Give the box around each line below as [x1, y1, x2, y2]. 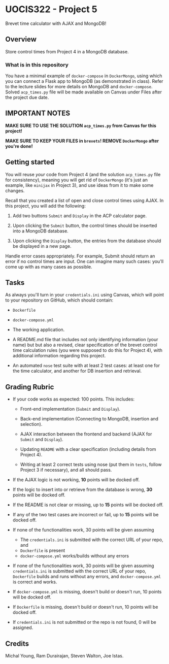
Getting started [5, 158, 55, 167]
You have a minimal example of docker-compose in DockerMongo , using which [5, 73, 162, 79]
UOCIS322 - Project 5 [5, 4, 97, 15]
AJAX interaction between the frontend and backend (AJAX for [20, 431, 152, 437]
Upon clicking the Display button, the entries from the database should [12, 238, 161, 244]
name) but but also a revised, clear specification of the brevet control [12, 342, 157, 348]
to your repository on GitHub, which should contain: [5, 297, 114, 303]
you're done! [5, 143, 33, 149]
